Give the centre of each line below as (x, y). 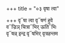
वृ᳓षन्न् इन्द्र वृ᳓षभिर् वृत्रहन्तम (32, 34)
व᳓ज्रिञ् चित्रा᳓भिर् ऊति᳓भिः (31, 27)
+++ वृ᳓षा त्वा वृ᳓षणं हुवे (30, 20)
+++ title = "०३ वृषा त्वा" (33, 9)
